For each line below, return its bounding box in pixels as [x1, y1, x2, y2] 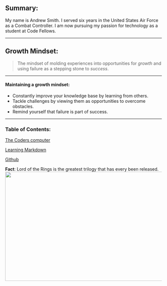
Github [5, 157, 19, 163]
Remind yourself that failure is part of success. [12, 108, 108, 114]
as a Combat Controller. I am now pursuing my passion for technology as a [5, 22, 158, 28]
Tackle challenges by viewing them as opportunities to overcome [12, 98, 146, 104]
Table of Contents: [5, 126, 51, 133]
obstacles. [12, 103, 34, 109]
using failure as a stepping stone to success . [17, 65, 109, 71]
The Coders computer [5, 137, 51, 143]
